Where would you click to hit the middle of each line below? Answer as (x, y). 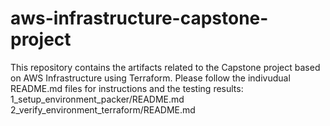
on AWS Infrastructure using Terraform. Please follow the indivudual (150, 78)
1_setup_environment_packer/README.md (97, 99)
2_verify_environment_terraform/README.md (103, 109)
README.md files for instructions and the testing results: (127, 88)
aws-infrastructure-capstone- (139, 18)
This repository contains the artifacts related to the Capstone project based (165, 67)
